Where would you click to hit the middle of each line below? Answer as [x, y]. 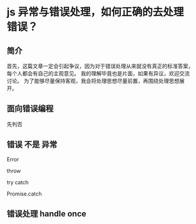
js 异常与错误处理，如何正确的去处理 [95, 12]
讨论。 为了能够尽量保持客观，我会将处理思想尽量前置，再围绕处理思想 [93, 81]
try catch [18, 182]
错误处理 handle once [46, 214]
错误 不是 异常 [32, 145]
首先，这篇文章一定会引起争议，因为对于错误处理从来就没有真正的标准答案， [100, 66]
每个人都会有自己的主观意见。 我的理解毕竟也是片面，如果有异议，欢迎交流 [98, 73]
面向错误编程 [30, 109]
